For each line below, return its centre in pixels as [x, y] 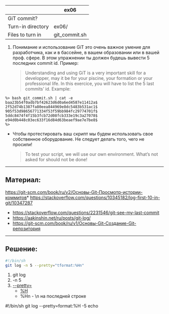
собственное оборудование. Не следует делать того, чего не [78, 139]
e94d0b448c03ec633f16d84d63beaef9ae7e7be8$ [52, 120]
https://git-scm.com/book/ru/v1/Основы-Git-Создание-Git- [74, 223]
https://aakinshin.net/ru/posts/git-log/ [52, 218]
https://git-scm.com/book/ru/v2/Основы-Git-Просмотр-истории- [74, 192]
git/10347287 [19, 202]
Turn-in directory [28, 26]
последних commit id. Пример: [46, 63]
